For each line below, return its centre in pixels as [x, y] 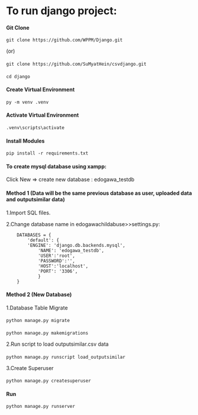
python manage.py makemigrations [47, 333]
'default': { [43, 240]
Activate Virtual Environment [43, 115]
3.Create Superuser [30, 368]
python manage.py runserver [41, 407]
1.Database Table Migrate [37, 308]
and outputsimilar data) [35, 199]
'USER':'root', [56, 256]
